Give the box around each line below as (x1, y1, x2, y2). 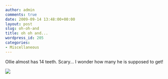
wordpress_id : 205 (5, 36, 44, 41)
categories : (5, 40, 30, 45)
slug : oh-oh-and (5, 26, 39, 31)
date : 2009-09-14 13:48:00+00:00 (5, 17, 75, 22)
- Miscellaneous (5, 45, 39, 50)
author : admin (5, 7, 35, 13)
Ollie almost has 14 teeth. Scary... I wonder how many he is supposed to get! (5, 58, 163, 64)
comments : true (5, 12, 37, 17)
